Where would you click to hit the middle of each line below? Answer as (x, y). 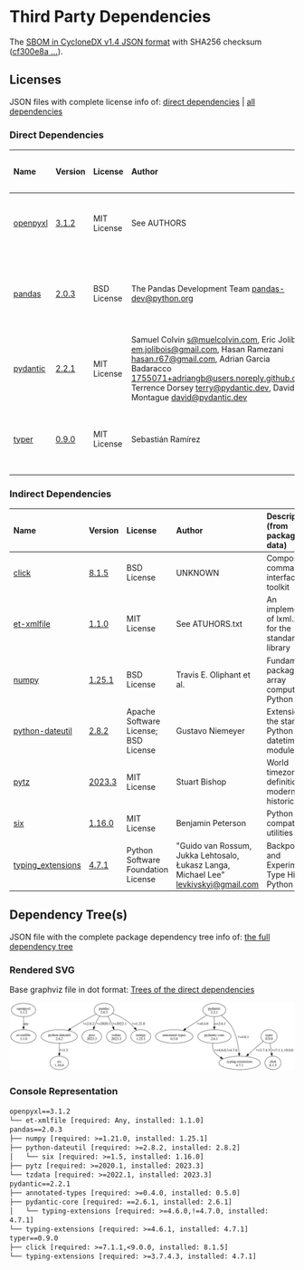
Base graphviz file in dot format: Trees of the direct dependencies (132, 990)
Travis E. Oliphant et (213, 675)
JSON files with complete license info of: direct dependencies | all (133, 101)
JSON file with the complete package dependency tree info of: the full (140, 937)
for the (279, 629)
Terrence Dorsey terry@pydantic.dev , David (213, 388)
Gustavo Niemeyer (211, 730)
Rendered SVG (42, 969)
